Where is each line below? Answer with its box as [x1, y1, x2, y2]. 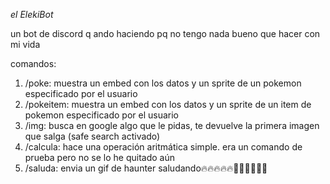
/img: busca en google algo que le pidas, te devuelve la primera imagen [24, 120, 320, 131]
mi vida [10, 39, 41, 50]
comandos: [10, 58, 57, 69]
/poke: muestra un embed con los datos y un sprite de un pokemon [24, 77, 302, 89]
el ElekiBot [10, 9, 54, 20]
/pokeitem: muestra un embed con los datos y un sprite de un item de [24, 99, 312, 110]
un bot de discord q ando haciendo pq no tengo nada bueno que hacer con [10, 28, 321, 39]
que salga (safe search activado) [24, 130, 161, 142]
